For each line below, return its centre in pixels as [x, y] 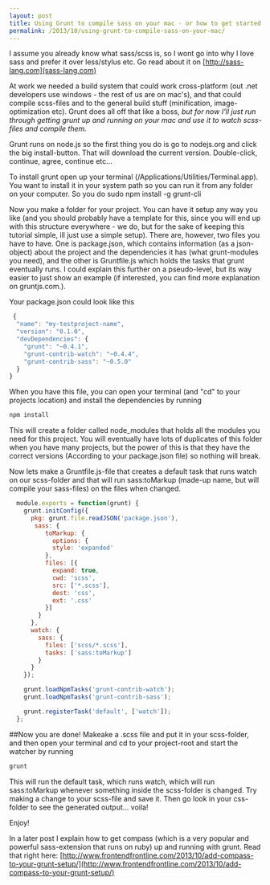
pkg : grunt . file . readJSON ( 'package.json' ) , [104, 518]
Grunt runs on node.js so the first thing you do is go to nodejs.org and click [133, 145]
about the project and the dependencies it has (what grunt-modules [147, 252]
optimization [30, 112]
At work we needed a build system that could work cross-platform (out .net [133, 86]
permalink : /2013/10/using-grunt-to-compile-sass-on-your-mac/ [117, 31]
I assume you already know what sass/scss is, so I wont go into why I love [132, 54]
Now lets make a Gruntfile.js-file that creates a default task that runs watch [133, 471]
